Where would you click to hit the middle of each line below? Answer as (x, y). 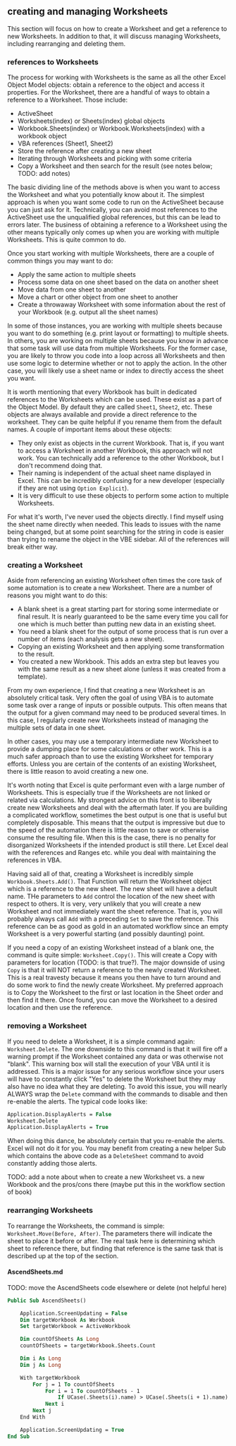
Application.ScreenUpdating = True (72, 1430)
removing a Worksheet (47, 1026)
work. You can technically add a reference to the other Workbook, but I (120, 458)
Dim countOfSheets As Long (60, 1339)
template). (32, 676)
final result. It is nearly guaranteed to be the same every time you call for (123, 616)
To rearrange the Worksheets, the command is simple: (86, 1226)
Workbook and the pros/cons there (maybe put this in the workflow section (116, 1185)
